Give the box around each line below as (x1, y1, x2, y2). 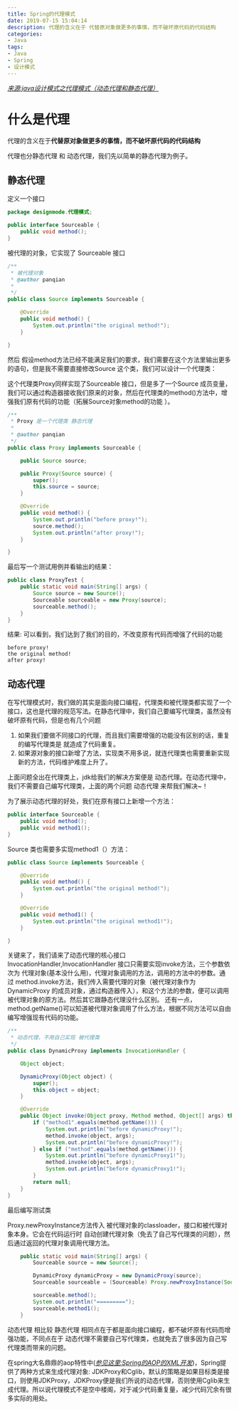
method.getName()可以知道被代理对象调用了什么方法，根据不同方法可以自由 (7, 1005, 231, 1013)
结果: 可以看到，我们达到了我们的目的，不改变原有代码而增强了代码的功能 (7, 630, 223, 639)
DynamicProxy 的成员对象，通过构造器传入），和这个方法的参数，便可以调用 (7, 987, 230, 995)
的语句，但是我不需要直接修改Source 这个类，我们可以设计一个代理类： (7, 364, 217, 372)
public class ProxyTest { (7, 577, 84, 584)
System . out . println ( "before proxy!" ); (33, 515, 148, 523)
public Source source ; (20, 457, 87, 464)
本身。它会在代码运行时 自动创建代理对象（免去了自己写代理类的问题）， (13, 1230, 224, 1238)
